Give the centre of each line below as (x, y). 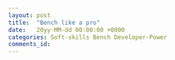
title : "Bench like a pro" (54, 23)
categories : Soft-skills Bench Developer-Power (88, 37)
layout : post (30, 15)
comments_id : (30, 44)
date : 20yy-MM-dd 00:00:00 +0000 (67, 30)
